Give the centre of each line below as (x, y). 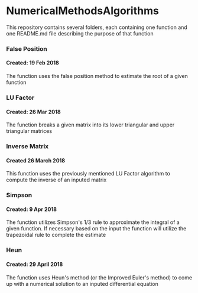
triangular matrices (29, 131)
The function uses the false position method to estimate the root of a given (97, 76)
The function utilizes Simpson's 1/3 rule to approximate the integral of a (93, 222)
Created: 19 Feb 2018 (33, 63)
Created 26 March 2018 (36, 160)
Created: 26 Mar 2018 (33, 112)
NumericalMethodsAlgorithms (83, 11)
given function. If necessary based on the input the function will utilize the (96, 229)
